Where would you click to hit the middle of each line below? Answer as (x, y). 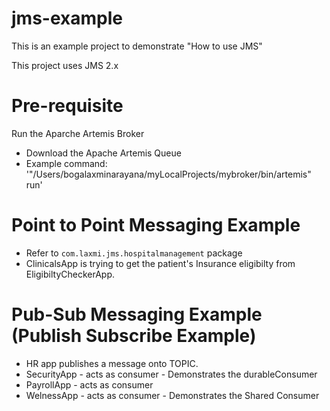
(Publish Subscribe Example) (134, 336)
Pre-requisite (67, 106)
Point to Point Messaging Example (156, 225)
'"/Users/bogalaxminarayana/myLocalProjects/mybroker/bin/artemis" (168, 174)
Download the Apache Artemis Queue (103, 153)
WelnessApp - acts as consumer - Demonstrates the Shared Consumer (172, 395)
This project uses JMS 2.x (65, 65)
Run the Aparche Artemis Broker (78, 133)
